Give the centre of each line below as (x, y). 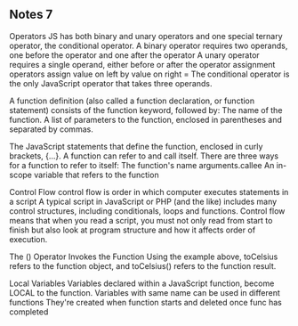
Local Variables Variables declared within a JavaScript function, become (142, 283)
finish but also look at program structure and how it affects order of (133, 230)
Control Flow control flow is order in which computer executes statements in (149, 192)
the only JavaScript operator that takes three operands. (111, 83)
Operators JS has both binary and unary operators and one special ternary (146, 36)
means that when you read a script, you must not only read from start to (141, 220)
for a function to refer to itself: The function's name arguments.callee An (142, 165)
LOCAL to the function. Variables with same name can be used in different (145, 292)
